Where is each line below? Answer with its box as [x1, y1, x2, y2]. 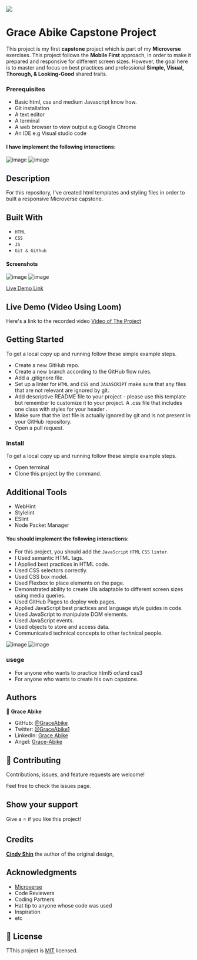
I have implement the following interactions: [6, 143, 116, 150]
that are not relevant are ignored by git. [14, 387, 110, 394]
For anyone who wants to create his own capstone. [14, 675, 139, 682]
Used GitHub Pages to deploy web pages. [14, 598, 116, 605]
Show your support [6, 799, 78, 810]
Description [6, 173, 50, 183]
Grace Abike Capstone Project [6, 26, 157, 39]
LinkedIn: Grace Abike [14, 732, 69, 739]
